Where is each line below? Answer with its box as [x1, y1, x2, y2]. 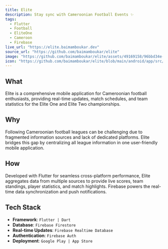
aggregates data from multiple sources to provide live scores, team [5, 178, 143, 184]
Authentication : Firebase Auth [12, 232, 76, 238]
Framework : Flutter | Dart [12, 216, 71, 222]
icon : [5, 59, 16, 64]
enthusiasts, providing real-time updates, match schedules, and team [5, 96, 148, 102]
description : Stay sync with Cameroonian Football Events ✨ [5, 12, 134, 17]
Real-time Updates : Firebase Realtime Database [12, 227, 113, 233]
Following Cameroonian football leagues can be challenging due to [5, 129, 142, 135]
